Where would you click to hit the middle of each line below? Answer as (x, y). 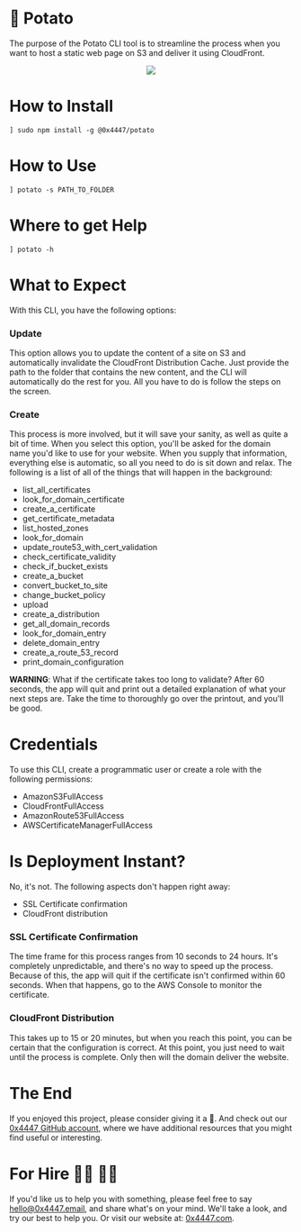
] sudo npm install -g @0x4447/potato (82, 130)
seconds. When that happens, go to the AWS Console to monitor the (136, 985)
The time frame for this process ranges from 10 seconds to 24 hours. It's (144, 956)
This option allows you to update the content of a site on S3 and (128, 353)
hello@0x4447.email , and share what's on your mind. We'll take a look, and (148, 1208)
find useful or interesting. (56, 1137)
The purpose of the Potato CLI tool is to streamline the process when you (145, 43)
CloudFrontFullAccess (63, 806)
